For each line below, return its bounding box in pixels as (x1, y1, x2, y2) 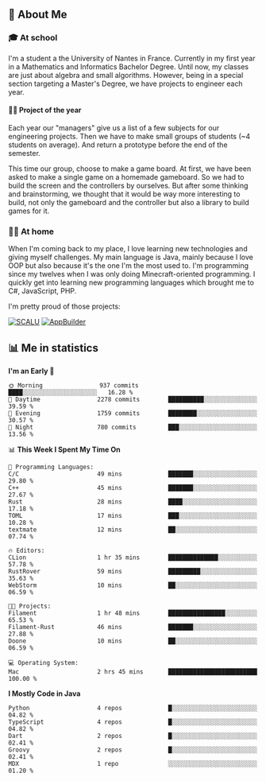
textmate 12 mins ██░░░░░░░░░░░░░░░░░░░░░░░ (8, 526, 258, 534)
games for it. (8, 206, 50, 216)
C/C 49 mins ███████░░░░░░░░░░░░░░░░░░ (8, 470, 258, 478)
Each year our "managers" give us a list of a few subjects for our (8, 122, 220, 132)
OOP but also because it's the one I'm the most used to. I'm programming (8, 261, 249, 270)
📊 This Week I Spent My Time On (8, 445, 121, 454)
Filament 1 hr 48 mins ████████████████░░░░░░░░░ (8, 609, 258, 617)
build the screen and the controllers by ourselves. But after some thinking (8, 181, 249, 190)
